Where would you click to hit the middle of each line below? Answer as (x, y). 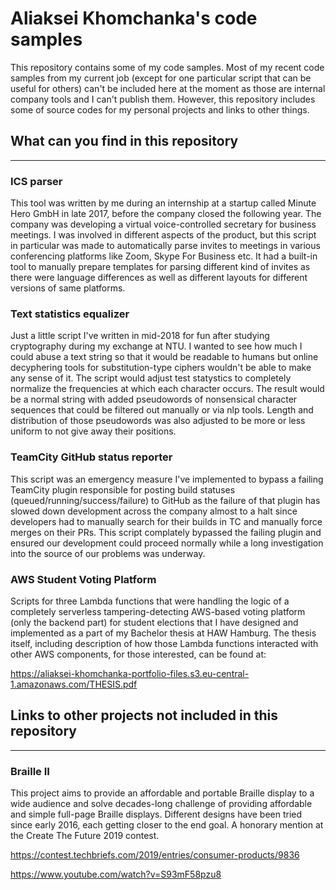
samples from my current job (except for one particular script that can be (161, 78)
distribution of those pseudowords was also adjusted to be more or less (158, 421)
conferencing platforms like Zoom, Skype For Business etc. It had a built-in (164, 256)
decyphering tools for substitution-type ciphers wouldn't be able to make (161, 368)
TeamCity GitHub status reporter (91, 457)
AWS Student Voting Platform (83, 579)
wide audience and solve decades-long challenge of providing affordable (161, 804)
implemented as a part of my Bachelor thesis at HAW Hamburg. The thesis (163, 633)
